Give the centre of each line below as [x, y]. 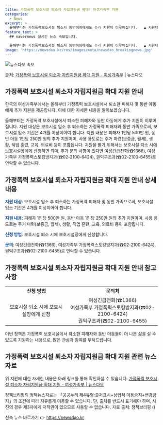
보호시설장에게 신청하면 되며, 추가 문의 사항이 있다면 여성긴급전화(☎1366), [76, 151]
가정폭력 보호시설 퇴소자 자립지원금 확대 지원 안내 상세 [81, 180]
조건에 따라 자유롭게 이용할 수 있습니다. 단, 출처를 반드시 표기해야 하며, [85, 401]
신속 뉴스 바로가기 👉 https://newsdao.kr [45, 417]
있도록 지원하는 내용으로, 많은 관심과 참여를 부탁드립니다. [59, 340]
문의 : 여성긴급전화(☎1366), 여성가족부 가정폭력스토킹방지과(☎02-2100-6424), [81, 245]
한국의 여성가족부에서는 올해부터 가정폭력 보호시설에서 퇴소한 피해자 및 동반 [76, 104]
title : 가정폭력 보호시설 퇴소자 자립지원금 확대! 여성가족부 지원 [62, 9]
